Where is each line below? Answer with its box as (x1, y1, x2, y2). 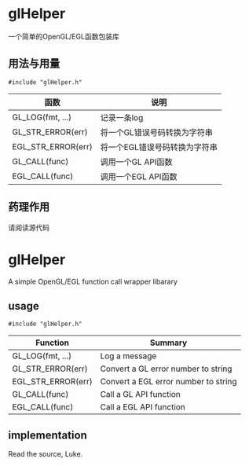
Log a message (100, 350, 157, 361)
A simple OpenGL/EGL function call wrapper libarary (8, 277, 178, 286)
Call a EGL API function (100, 402, 186, 413)
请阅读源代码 (8, 222, 49, 232)
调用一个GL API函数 (100, 156, 173, 167)
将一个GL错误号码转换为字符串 (100, 127, 214, 138)
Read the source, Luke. (8, 449, 83, 459)
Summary (149, 337, 188, 348)
